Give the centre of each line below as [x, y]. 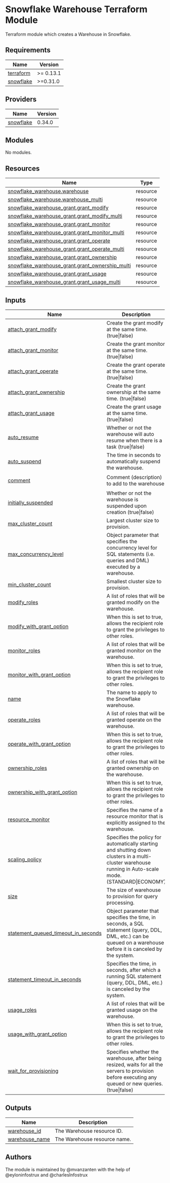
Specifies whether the [133, 1052]
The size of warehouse [134, 890]
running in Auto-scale [133, 869]
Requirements [28, 50]
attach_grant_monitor [33, 350]
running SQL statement [134, 976]
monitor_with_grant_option [39, 675]
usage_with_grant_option [37, 1034]
